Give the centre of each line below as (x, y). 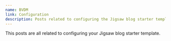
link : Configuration (27, 14)
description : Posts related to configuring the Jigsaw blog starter (79, 19)
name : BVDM (17, 10)
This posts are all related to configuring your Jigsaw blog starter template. (83, 33)
